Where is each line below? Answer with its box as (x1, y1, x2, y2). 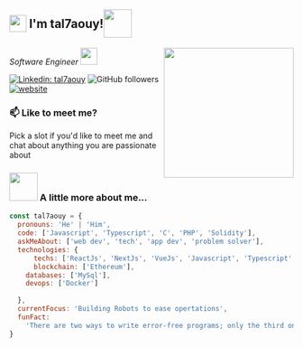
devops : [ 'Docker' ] (25, 279, 99, 288)
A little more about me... (39, 192, 148, 204)
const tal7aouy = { (9, 211, 83, 221)
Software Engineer (9, 56, 79, 67)
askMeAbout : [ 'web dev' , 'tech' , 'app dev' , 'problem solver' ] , (17, 237, 264, 247)
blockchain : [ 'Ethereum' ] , (32, 262, 135, 271)
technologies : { (17, 245, 78, 254)
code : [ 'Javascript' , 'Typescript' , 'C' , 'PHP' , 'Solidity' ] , (17, 229, 256, 238)
